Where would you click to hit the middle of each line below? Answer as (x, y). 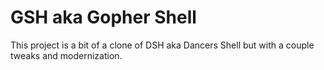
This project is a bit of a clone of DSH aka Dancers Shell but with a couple (162, 45)
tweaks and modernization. (66, 55)
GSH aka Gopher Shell (103, 17)
